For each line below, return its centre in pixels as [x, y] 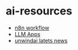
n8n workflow [32, 28]
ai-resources [39, 11]
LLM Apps [27, 34]
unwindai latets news [41, 40]
